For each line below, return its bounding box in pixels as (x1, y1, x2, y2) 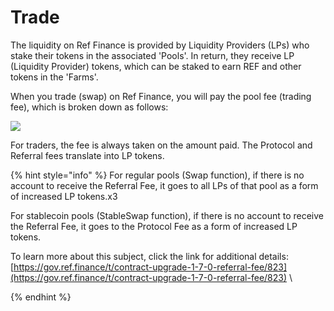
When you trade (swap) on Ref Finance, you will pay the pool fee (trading (10, 90, 312, 102)
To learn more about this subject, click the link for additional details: (10, 250, 289, 262)
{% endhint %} (10, 291, 72, 303)
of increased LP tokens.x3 (10, 190, 118, 202)
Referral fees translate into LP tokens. (10, 149, 165, 161)
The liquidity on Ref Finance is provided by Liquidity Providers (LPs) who (10, 39, 310, 51)
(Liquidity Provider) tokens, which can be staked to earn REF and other (10, 60, 302, 72)
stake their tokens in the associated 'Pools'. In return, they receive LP (10, 49, 295, 61)
